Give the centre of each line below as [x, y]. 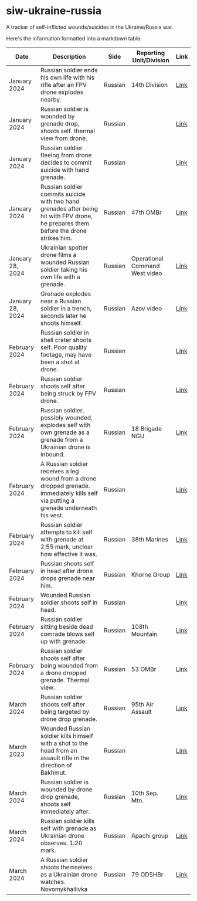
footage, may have [66, 354]
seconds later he [63, 316]
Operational [147, 258]
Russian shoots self [67, 563]
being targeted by [65, 712]
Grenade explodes [66, 293]
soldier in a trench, [66, 308]
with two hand [60, 201]
